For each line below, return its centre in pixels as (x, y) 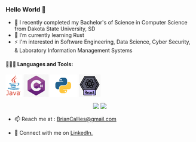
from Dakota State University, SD (55, 29)
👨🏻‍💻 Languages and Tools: (39, 64)
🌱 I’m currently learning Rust (49, 35)
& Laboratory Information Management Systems (73, 51)
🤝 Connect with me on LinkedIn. (53, 132)
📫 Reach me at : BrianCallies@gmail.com (65, 119)
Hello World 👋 (26, 10)
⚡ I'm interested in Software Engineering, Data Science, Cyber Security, (102, 42)
